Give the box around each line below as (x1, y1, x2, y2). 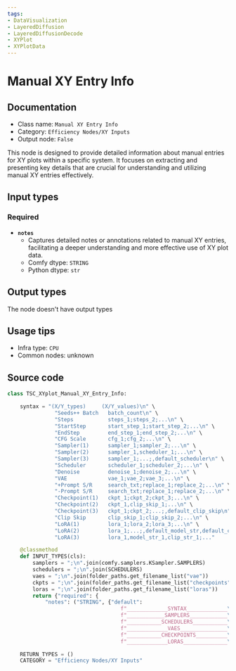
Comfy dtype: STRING (27, 258, 89, 267)
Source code (7, 371, 65, 383)
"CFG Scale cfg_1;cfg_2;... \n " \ (54, 435, 171, 443)
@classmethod (20, 547, 58, 554)
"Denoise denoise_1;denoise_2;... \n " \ (54, 468, 197, 475)
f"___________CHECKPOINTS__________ (120, 631, 228, 639)
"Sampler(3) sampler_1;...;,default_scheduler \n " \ (54, 455, 225, 462)
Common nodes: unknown (17, 351, 94, 359)
